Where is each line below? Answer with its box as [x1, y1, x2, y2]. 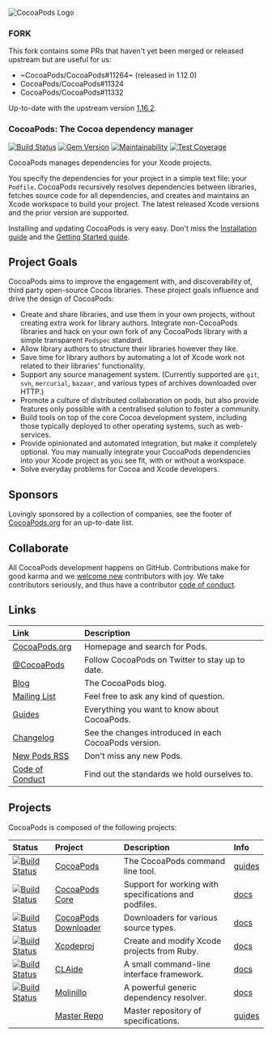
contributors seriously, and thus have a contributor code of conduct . [8, 580, 236, 590]
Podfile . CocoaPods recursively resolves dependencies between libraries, [8, 182, 257, 192]
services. [19, 430, 51, 440]
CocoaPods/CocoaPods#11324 [19, 79, 124, 89]
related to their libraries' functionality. [19, 361, 146, 371]
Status [12, 841, 39, 853]
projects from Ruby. [124, 945, 199, 956]
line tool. [124, 866, 156, 877]
